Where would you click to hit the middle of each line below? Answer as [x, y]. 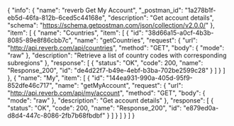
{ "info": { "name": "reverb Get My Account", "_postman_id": [95, 10]
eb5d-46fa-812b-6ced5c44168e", [57, 18]
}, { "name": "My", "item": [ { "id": [56, 78]
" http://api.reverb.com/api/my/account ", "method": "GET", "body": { [106, 93]
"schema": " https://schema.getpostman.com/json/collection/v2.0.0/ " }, [111, 25]
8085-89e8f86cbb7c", [40, 40]
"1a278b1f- [200, 10]
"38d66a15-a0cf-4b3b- [179, 33]
